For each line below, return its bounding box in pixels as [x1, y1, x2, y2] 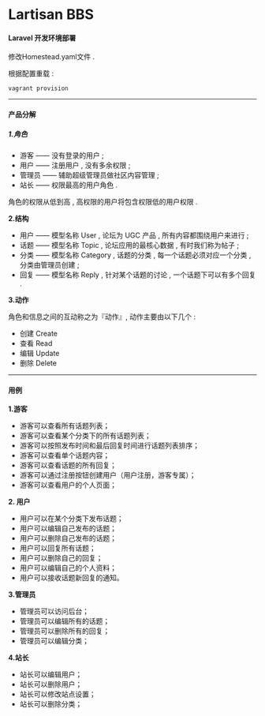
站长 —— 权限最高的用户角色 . [19, 180, 118, 189]
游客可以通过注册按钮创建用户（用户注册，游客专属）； [19, 470, 196, 480]
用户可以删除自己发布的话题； [19, 534, 117, 543]
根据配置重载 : [8, 69, 54, 78]
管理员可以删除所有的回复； [19, 626, 110, 636]
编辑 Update [19, 348, 60, 358]
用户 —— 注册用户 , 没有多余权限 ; [19, 160, 131, 170]
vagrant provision [8, 84, 69, 92]
